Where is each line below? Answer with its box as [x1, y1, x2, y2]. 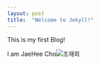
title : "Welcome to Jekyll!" [7, 17, 94, 23]
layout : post [7, 10, 45, 17]
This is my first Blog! [7, 35, 66, 43]
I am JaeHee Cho [7, 50, 57, 58]
